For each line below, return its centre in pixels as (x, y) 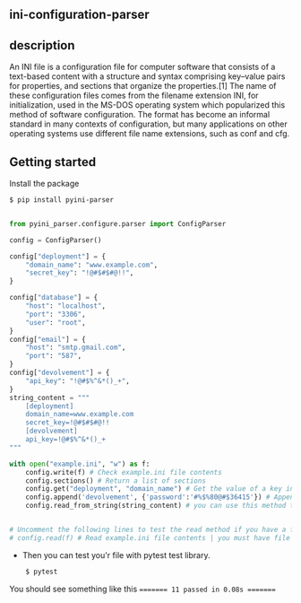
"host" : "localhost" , (65, 306)
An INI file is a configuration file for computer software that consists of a (142, 67)
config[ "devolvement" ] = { (60, 373)
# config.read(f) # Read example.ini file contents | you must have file (150, 537)
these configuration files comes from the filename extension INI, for (134, 96)
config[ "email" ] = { (48, 339)
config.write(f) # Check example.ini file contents (124, 472)
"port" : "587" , (54, 356)
